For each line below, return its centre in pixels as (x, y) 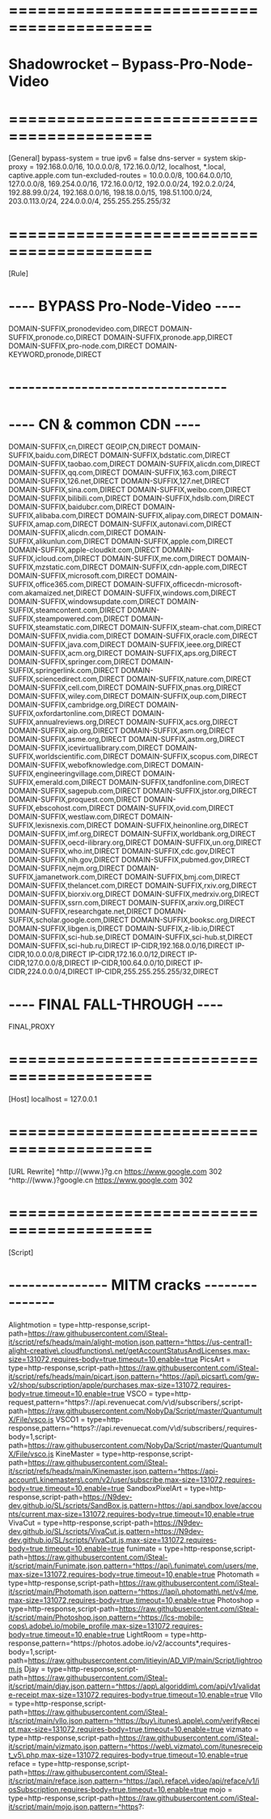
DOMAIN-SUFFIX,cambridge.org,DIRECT (76, 705)
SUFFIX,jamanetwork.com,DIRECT (66, 877)
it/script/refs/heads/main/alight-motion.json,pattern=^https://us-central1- (130, 1342)
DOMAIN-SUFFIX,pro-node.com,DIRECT (76, 346)
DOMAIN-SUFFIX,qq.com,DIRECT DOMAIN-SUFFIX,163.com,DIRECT (123, 473)
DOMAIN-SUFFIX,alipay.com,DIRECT (167, 516)
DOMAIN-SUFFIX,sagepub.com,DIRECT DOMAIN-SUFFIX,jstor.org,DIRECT (133, 791)
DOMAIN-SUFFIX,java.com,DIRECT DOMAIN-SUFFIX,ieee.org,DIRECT (125, 645)
